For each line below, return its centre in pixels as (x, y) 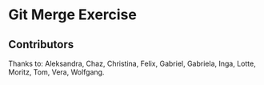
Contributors (41, 45)
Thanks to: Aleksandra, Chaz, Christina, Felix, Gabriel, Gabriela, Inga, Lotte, (132, 63)
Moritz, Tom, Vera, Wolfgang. (56, 72)
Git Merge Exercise (73, 15)
